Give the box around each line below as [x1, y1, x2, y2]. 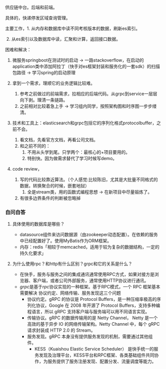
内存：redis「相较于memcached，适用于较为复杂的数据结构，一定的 [19, 244, 160, 250]
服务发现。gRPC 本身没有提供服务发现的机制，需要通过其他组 [27, 334, 153, 340]
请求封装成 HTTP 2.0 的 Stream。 [27, 327, 96, 333]
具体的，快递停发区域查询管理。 [5, 15, 70, 21]
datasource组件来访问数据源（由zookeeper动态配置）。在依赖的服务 [19, 232, 158, 238]
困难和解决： [5, 47, 31, 52]
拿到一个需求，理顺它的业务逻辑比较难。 [12, 80, 95, 86]
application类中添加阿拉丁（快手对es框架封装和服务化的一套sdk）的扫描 [12, 64, 160, 69]
